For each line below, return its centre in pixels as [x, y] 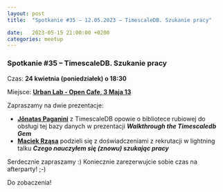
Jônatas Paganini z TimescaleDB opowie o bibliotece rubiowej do [111, 119]
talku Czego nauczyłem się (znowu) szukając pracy [93, 148]
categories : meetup [35, 39]
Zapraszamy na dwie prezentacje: [55, 105]
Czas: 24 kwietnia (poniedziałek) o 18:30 [67, 78]
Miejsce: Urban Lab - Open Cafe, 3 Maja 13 [69, 91]
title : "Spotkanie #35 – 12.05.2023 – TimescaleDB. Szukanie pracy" [110, 20]
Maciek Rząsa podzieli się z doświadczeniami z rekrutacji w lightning [116, 141]
